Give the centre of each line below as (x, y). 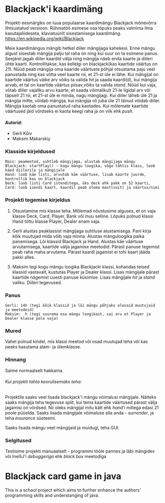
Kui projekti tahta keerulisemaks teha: (44, 382)
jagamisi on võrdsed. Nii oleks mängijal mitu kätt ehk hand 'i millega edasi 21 (82, 407)
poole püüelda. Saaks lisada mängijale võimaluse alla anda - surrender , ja (80, 413)
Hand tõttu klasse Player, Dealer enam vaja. (56, 221)
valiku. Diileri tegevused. (37, 282)
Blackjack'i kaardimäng (54, 9)
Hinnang (16, 360)
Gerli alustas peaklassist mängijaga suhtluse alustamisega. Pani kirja (82, 231)
